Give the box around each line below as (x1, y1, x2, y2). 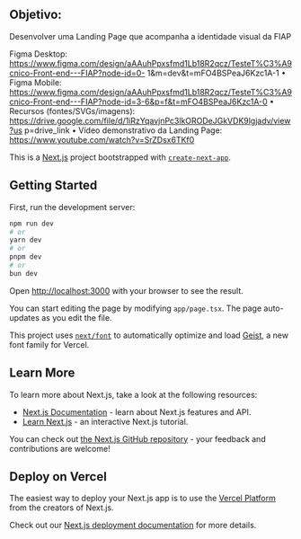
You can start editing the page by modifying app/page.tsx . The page (9, 303, 262, 314)
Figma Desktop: (9, 49, 68, 59)
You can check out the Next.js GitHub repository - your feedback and (9, 433, 267, 444)
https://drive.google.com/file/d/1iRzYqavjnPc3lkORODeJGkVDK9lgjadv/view (9, 115, 291, 126)
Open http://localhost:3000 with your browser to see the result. (9, 285, 244, 296)
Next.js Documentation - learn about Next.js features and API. (22, 406, 252, 417)
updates (9, 312, 40, 323)
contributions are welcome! (9, 443, 111, 454)
